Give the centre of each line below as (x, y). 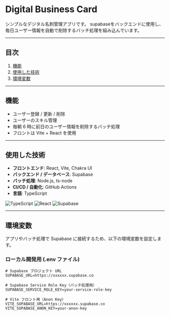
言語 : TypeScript (30, 193)
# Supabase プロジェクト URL (34, 271)
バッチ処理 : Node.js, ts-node (42, 181)
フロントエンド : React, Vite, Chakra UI (52, 168)
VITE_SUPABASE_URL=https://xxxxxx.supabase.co (55, 304)
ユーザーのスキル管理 (35, 120)
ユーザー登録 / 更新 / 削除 (39, 114)
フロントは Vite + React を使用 (45, 133)
